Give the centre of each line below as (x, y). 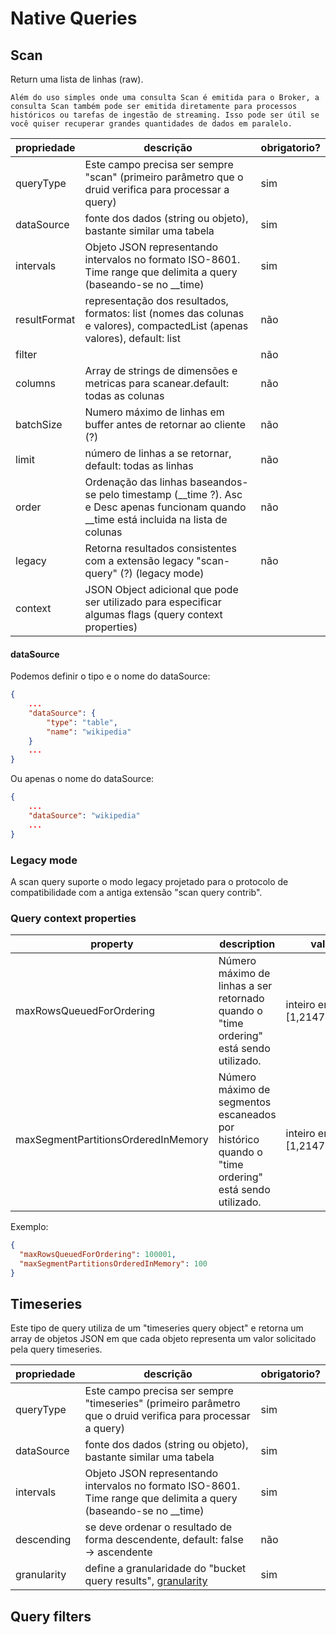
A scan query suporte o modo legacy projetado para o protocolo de (149, 881)
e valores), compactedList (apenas (166, 325)
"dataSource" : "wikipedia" (84, 815)
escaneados (247, 1115)
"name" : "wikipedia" (89, 732)
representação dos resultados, (156, 300)
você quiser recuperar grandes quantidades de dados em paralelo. (151, 124)
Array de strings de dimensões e (161, 370)
